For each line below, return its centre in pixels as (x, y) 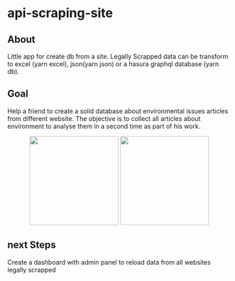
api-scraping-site (60, 13)
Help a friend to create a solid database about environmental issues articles (118, 111)
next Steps (32, 245)
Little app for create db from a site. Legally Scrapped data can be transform (118, 56)
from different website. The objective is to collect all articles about (104, 118)
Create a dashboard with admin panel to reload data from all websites (109, 262)
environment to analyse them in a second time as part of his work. (104, 126)
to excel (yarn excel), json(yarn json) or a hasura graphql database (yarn (113, 64)
